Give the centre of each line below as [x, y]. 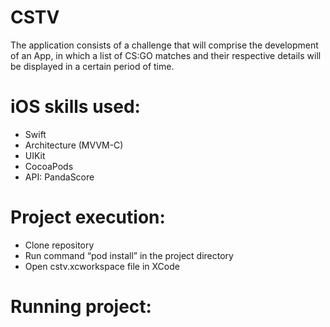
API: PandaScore [59, 177]
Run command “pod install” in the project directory [129, 255]
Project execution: [88, 217]
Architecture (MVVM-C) [74, 145]
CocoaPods [49, 166]
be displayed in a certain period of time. [92, 66]
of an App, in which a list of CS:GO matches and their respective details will [166, 55]
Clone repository [59, 245]
